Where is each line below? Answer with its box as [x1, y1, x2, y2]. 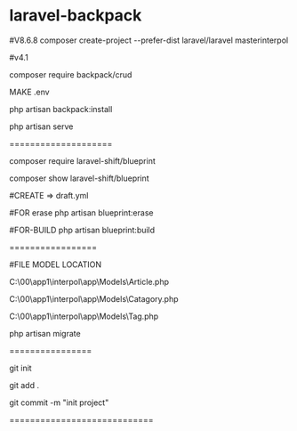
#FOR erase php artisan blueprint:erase [9, 207, 154, 218]
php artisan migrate [9, 328, 82, 338]
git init [9, 362, 33, 373]
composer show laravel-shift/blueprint [9, 173, 149, 183]
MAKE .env [9, 86, 51, 97]
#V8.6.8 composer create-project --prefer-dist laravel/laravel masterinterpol [9, 35, 289, 45]
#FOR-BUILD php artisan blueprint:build [9, 224, 156, 235]
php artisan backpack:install [9, 103, 113, 114]
